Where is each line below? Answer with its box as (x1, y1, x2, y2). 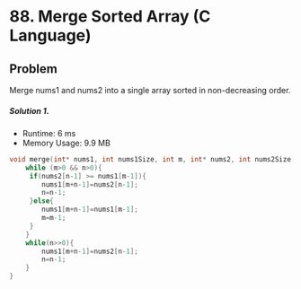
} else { (29, 197, 54, 206)
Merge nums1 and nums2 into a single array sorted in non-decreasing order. (9, 85, 291, 95)
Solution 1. (9, 105, 49, 116)
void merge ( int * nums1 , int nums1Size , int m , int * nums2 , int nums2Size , (9, 154, 296, 163)
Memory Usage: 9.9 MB (22, 137, 111, 148)
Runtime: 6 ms (22, 127, 76, 138)
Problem (9, 61, 58, 76)
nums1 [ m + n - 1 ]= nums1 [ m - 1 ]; (41, 205, 139, 215)
